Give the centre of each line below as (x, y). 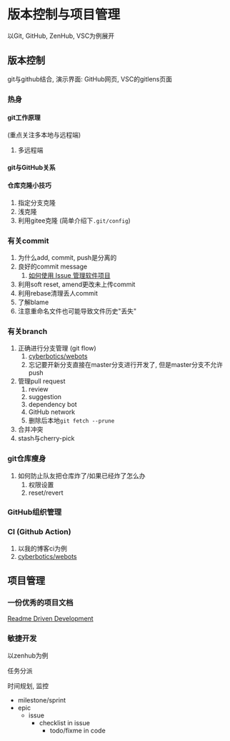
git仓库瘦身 (27, 459)
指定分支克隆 (36, 202)
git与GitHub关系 (31, 168)
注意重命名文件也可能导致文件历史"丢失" (77, 311)
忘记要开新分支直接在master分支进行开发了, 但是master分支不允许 (126, 365)
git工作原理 (24, 118)
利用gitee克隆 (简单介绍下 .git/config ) (74, 220)
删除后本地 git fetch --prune (71, 420)
